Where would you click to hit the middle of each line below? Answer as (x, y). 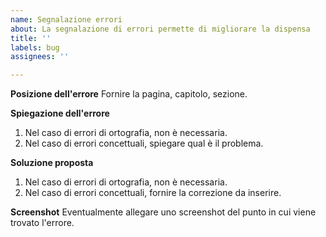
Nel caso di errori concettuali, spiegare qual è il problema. (144, 143)
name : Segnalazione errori (66, 19)
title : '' (31, 38)
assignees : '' (40, 57)
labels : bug (35, 47)
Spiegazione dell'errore (60, 113)
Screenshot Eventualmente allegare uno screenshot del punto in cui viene (163, 212)
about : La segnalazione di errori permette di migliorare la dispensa (160, 29)
